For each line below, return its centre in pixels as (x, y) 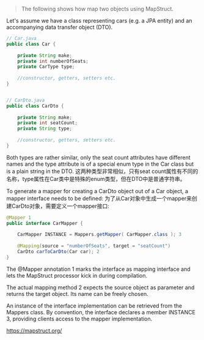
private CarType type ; (46, 67)
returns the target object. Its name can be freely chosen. (77, 294)
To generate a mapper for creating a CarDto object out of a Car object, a (97, 191)
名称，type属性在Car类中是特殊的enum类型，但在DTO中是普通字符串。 (96, 179)
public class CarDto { (35, 106)
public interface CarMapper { (45, 223)
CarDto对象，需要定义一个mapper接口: (60, 206)
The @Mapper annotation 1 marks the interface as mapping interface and (98, 269)
